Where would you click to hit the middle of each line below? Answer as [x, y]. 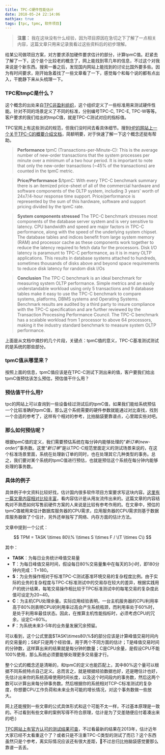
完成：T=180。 [36, 570]
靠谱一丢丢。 [18, 747]
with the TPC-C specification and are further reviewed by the [79, 309]
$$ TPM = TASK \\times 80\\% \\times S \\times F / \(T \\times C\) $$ [82, 537]
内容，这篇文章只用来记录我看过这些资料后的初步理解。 [73, 44]
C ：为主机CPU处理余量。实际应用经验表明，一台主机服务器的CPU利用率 [85, 601]
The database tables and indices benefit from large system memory [86, 237]
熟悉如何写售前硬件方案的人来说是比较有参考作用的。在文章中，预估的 [89, 504]
